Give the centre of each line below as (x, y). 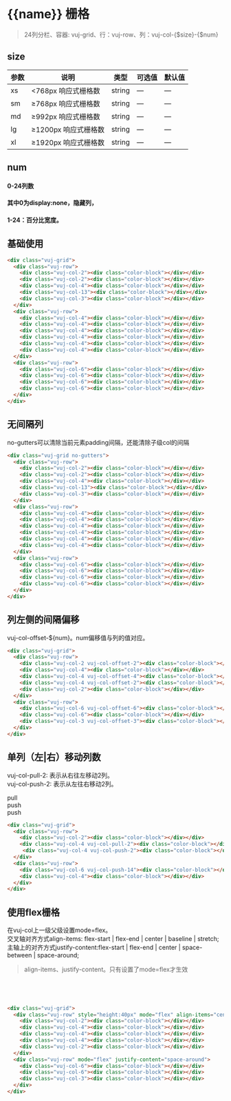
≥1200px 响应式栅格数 (68, 130)
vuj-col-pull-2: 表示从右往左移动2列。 (60, 775)
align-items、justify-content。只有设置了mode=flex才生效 (106, 969)
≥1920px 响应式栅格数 (68, 142)
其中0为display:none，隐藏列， (52, 203)
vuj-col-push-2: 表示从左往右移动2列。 (62, 784)
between (20, 955)
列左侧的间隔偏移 (43, 620)
